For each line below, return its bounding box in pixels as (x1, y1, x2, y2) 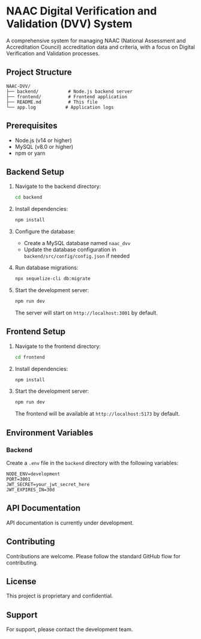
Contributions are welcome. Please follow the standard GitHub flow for (6, 552, 181, 560)
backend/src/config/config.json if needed (23, 252, 130, 260)
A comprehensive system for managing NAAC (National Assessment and (6, 37, 186, 44)
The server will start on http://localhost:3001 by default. (14, 309, 158, 316)
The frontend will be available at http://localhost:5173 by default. (14, 410, 180, 417)
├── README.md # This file (6, 99, 98, 105)
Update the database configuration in (23, 246, 116, 254)
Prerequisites (6, 120, 58, 131)
